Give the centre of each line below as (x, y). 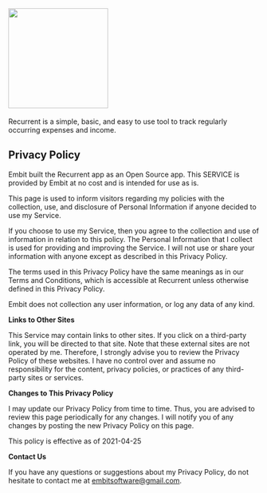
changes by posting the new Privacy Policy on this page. (101, 425)
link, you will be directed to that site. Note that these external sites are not (129, 344)
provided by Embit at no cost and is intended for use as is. (104, 183)
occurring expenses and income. (63, 129)
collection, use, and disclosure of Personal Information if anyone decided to (132, 207)
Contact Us (27, 456)
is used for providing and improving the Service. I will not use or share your (132, 248)
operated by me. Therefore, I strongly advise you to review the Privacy (124, 352)
